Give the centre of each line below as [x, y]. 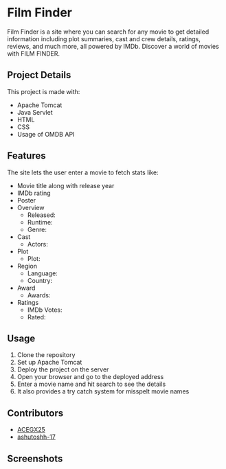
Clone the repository [46, 355]
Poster [26, 200]
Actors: [37, 244]
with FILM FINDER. [34, 54]
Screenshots [35, 458]
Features [26, 156]
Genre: [37, 229]
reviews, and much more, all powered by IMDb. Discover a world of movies [113, 46]
